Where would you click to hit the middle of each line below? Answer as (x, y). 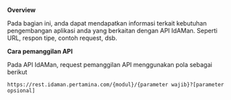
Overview (21, 10)
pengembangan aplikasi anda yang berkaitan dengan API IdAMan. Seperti (112, 31)
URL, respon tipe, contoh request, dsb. (62, 38)
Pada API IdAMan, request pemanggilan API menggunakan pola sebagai (110, 64)
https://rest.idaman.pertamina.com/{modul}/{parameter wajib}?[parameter (116, 85)
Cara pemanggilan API (40, 51)
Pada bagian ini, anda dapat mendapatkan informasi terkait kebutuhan (107, 23)
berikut (17, 72)
